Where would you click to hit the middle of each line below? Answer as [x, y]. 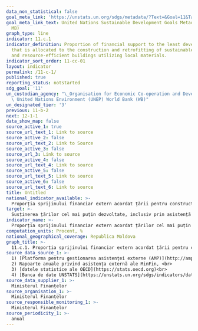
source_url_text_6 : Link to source [50, 187]
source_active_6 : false [35, 182]
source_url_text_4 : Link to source [50, 165]
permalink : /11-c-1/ [32, 72]
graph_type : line [27, 34]
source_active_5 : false [35, 171]
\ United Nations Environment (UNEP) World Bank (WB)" [80, 99]
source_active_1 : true [34, 127]
